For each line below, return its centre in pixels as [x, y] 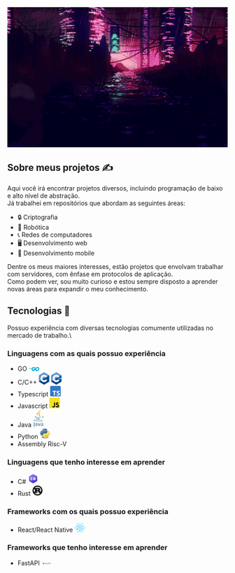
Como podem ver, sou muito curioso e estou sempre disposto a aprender [113, 281]
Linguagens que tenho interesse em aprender [86, 462]
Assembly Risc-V [42, 443]
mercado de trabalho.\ [40, 335]
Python [28, 436]
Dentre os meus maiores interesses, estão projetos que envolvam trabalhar [115, 266]
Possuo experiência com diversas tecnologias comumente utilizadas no [110, 328]
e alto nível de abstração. [44, 195]
